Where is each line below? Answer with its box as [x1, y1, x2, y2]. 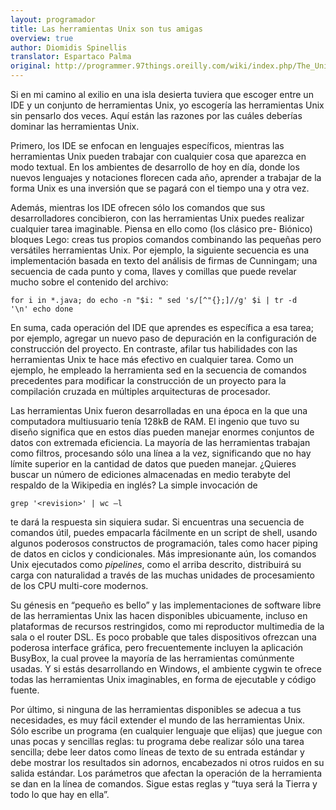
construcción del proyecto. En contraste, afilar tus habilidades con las [10, 343, 298, 355]
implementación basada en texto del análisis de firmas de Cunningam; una [10, 255, 318, 266]
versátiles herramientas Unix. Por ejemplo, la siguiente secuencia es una [10, 244, 310, 256]
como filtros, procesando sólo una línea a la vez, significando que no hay [10, 447, 312, 459]
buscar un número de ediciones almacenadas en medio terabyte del [10, 469, 291, 480]
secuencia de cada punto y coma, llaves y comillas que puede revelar [10, 266, 297, 277]
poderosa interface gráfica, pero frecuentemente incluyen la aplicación [10, 642, 304, 653]
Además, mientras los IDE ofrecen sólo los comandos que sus [10, 202, 266, 213]
